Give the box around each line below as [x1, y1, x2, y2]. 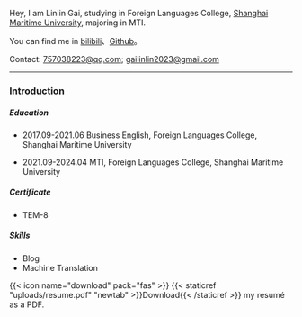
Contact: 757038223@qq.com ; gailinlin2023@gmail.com [9, 54, 220, 64]
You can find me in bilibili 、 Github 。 [9, 36, 142, 46]
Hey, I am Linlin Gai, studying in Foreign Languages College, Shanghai [9, 8, 269, 18]
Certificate [9, 186, 51, 197]
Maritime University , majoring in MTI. [9, 17, 147, 28]
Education [9, 107, 49, 118]
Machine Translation [22, 262, 99, 273]
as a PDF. [9, 299, 45, 310]
